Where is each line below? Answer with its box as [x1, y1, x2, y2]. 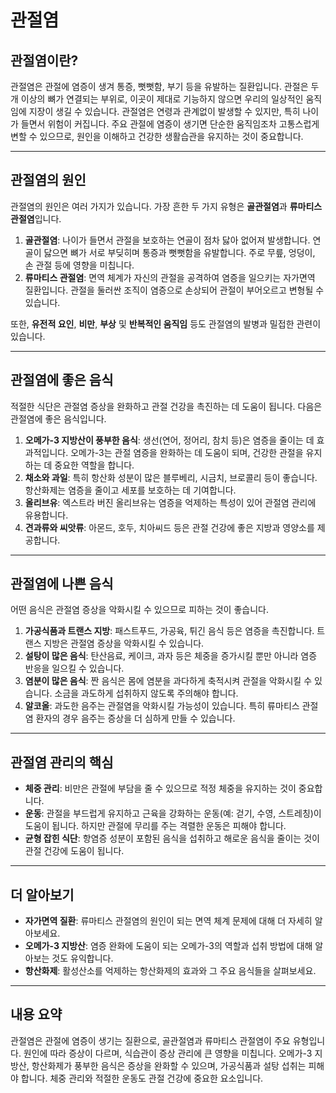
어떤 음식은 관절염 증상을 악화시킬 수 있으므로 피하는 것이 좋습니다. [10, 604, 269, 616]
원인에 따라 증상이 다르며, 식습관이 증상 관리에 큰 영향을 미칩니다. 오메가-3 [23, 1047, 313, 1059]
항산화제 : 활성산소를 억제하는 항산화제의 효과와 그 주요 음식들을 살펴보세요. [24, 965, 317, 977]
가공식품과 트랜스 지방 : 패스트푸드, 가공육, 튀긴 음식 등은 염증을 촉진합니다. [24, 625, 315, 637]
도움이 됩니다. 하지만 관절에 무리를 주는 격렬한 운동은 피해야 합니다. [24, 820, 287, 832]
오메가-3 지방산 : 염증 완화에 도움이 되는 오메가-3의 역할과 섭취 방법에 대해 [24, 940, 313, 952]
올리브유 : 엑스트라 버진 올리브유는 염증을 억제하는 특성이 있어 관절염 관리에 [24, 496, 317, 508]
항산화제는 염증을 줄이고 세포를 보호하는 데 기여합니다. [24, 484, 237, 496]
